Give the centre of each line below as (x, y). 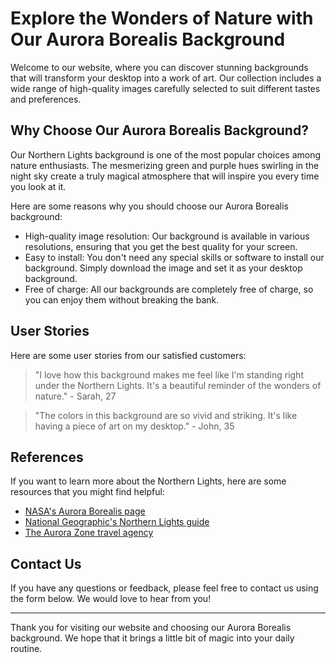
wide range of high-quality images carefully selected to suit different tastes (165, 88)
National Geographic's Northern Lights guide (117, 522)
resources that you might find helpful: (87, 492)
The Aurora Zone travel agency (89, 533)
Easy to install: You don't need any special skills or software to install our (174, 257)
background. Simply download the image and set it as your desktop (163, 268)
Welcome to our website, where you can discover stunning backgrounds (159, 67)
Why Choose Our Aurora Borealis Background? (159, 130)
